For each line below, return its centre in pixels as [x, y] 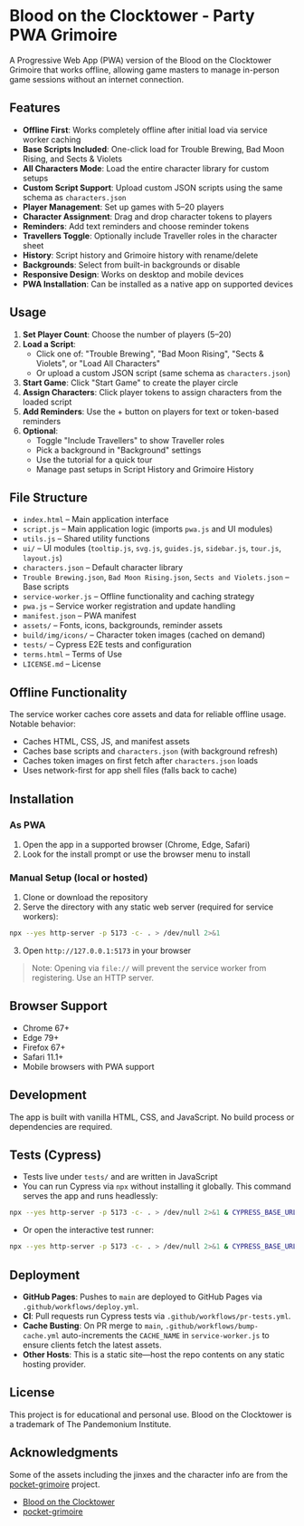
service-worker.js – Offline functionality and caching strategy [138, 597]
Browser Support [59, 1006]
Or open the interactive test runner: [88, 1230]
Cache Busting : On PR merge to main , [93, 1326]
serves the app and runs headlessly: [90, 1196]
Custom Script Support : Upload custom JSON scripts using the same [152, 188]
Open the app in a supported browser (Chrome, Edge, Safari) [136, 844]
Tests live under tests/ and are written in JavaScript [120, 1177]
